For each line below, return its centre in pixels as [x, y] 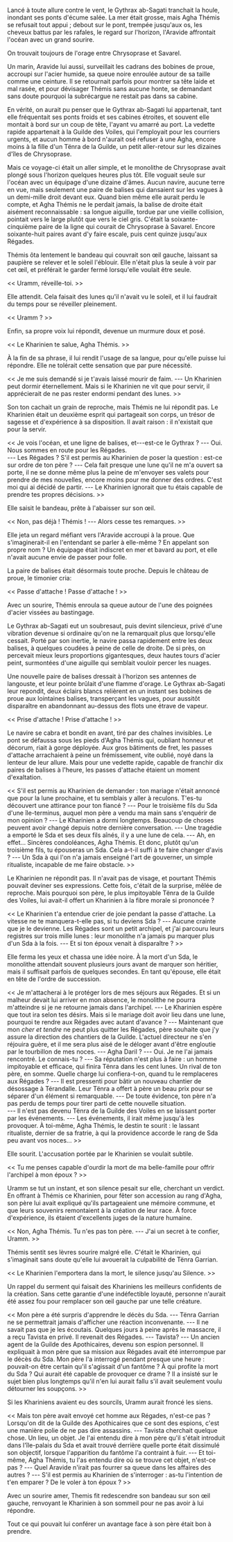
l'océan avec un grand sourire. [51, 40]
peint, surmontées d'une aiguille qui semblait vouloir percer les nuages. [109, 663]
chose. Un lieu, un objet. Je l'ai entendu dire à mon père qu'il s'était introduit [116, 1438]
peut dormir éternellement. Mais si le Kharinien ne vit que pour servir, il [109, 386]
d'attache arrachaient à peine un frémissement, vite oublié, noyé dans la [110, 755]
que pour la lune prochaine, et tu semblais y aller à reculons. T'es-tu [105, 798]
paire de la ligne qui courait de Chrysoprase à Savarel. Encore [127, 226]
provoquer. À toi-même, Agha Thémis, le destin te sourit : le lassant [103, 1126]
